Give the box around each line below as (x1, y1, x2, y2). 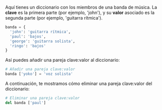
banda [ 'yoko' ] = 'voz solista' (5, 71, 73, 77)
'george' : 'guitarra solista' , (10, 39, 75, 44)
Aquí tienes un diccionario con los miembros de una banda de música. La (5, 5, 157, 10)
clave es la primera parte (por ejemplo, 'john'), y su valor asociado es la (5, 10, 155, 16)
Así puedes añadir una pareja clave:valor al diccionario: (5, 57, 120, 63)
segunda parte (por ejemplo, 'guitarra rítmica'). (5, 15, 103, 21)
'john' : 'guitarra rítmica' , (10, 29, 71, 34)
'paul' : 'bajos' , (10, 34, 46, 39)
